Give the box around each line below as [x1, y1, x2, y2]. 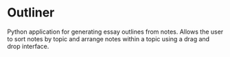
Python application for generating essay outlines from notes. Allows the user [7, 27, 224, 36]
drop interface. [7, 42, 49, 50]
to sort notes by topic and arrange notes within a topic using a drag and [7, 34, 210, 43]
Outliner [7, 5, 55, 21]
